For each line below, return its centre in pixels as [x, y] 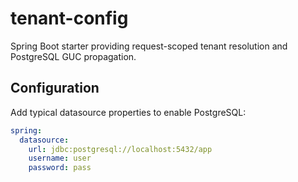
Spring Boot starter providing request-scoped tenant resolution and [149, 46]
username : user [60, 158]
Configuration [55, 88]
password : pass [60, 168]
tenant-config [69, 18]
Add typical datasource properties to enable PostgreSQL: [128, 112]
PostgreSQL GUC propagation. [73, 56]
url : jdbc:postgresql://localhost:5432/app [120, 149]
